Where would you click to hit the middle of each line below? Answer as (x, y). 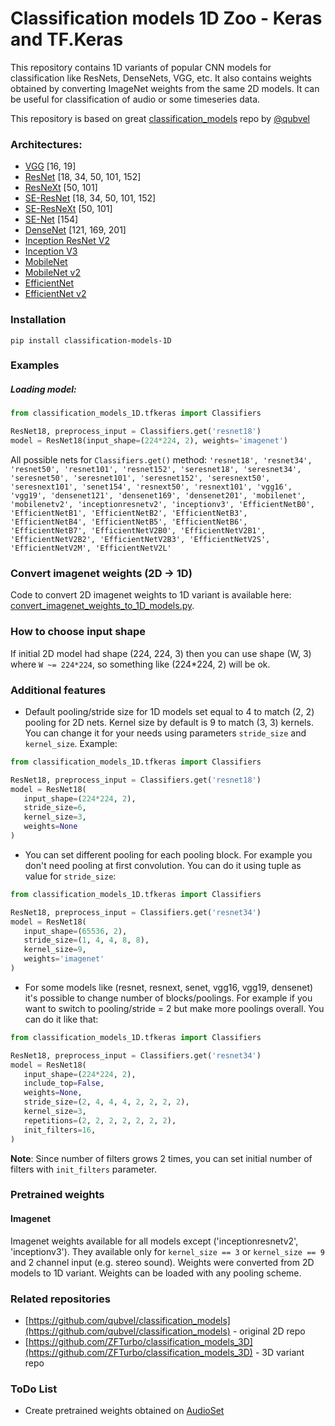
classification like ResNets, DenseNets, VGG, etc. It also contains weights (161, 78)
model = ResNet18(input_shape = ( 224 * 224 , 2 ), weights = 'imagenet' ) (149, 441)
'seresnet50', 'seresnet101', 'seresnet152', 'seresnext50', (140, 478)
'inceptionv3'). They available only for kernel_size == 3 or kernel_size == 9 (167, 1251)
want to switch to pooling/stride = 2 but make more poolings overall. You (174, 1008)
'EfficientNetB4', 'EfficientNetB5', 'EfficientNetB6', (129, 522)
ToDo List (34, 1389)
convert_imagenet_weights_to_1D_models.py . (102, 606)
